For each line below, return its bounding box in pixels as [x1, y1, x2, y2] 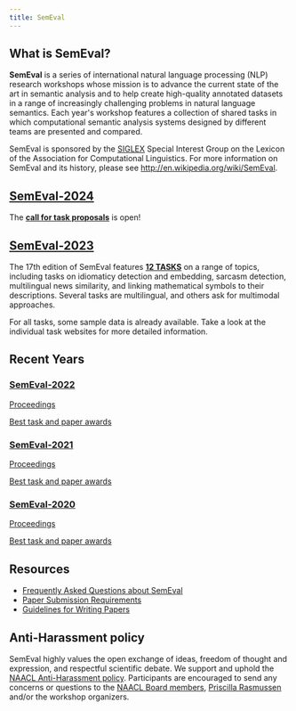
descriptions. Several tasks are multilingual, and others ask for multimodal [9, 290, 280, 301]
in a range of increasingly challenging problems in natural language [9, 98, 256, 109]
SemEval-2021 [9, 438, 74, 451]
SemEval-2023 [9, 238, 94, 253]
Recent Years [9, 352, 84, 367]
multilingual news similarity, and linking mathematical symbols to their [9, 281, 265, 291]
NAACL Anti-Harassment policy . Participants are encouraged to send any [9, 672, 277, 682]
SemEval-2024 [9, 188, 95, 203]
